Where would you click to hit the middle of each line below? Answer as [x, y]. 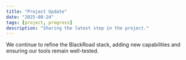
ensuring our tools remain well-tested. [53, 51]
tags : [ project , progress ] [39, 22]
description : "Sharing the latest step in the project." [78, 28]
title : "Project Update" [37, 11]
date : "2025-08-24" [30, 17]
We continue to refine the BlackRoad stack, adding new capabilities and [93, 45]
